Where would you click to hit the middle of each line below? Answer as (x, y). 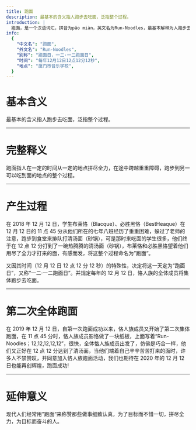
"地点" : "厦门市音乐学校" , (45, 66)
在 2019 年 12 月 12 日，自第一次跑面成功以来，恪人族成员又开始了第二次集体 (98, 329)
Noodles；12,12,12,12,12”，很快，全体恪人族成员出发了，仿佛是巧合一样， (94, 343)
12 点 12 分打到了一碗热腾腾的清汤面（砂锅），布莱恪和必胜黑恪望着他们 (103, 246)
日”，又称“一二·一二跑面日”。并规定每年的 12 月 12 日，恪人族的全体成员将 (95, 273)
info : (13, 33)
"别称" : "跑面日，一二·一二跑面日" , (55, 55)
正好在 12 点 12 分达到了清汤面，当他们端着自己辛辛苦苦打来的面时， (98, 351)
